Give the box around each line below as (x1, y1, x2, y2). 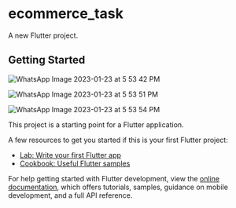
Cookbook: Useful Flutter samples (19, 159, 131, 168)
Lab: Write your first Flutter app (19, 150, 122, 159)
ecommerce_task (8, 5, 124, 23)
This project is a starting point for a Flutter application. (8, 119, 184, 130)
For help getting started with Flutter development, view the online (8, 173, 220, 183)
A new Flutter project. (8, 31, 79, 40)
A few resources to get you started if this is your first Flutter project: (8, 135, 228, 144)
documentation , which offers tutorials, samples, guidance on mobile (8, 182, 228, 192)
